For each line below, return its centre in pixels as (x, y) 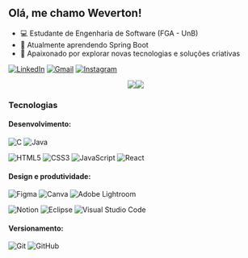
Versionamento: (36, 228)
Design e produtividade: (50, 176)
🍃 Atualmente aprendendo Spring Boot (84, 44)
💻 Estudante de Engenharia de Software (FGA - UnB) (109, 33)
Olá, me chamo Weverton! (75, 13)
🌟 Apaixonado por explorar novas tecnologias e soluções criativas (130, 53)
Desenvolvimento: (40, 124)
